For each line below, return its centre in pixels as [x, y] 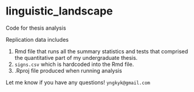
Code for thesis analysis [36, 28]
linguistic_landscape [59, 11]
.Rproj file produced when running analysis [68, 70]
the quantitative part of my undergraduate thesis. [76, 57]
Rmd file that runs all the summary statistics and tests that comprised [101, 51]
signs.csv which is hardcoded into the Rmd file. [74, 64]
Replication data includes [37, 39]
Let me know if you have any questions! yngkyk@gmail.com [78, 82]
